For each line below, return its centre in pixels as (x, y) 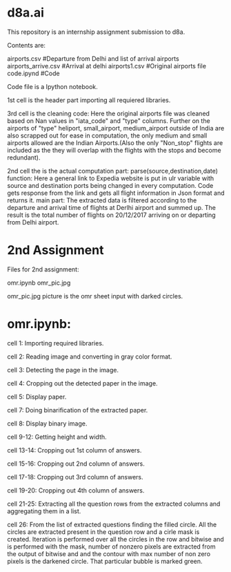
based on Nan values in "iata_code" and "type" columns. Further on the (109, 121)
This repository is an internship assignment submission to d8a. (96, 32)
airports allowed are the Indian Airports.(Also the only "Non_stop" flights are (115, 142)
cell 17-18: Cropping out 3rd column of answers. (75, 477)
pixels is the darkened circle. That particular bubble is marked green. (105, 561)
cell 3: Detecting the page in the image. (63, 370)
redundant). (24, 158)
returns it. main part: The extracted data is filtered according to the (102, 200)
